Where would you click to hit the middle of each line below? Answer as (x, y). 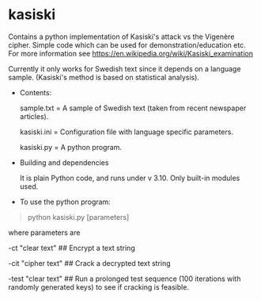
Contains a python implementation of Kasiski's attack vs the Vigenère (121, 37)
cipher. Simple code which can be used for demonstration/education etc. (127, 44)
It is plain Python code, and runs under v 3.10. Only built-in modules (130, 178)
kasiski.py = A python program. (71, 147)
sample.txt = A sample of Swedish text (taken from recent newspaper (133, 108)
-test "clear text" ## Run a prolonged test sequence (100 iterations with (125, 279)
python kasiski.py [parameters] (78, 217)
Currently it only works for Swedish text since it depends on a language (125, 68)
